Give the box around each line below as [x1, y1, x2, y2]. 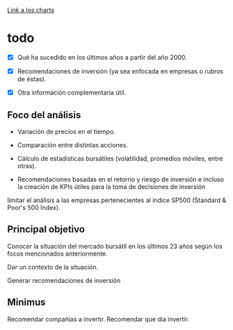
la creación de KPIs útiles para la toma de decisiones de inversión [17, 182, 206, 190]
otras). [17, 161, 37, 170]
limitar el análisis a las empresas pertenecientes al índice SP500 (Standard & [7, 196, 227, 204]
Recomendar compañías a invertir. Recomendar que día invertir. [7, 315, 190, 323]
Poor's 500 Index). [7, 203, 61, 211]
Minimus [7, 297, 47, 308]
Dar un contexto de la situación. [7, 263, 99, 271]
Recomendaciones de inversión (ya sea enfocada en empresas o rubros [17, 67, 224, 75]
